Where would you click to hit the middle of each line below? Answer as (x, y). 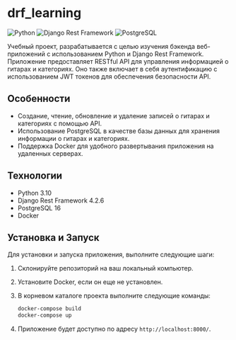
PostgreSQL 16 (39, 208)
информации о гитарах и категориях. (73, 138)
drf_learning (45, 13)
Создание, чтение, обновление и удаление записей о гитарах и (113, 115)
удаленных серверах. (50, 153)
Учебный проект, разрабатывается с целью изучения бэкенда (101, 46)
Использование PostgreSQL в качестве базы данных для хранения (119, 131)
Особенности (39, 99)
